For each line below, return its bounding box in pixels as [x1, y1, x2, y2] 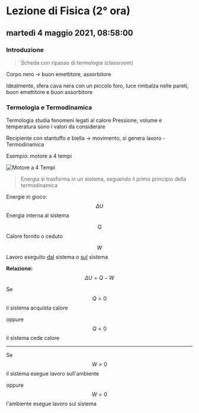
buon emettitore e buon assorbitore [6, 88, 93, 96]
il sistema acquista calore [6, 304, 68, 311]
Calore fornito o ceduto [6, 233, 63, 240]
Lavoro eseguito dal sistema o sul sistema [6, 254, 108, 261]
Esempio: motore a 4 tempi [6, 153, 72, 160]
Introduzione [6, 46, 44, 54]
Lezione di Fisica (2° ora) [6, 4, 130, 18]
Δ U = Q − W [85, 275, 114, 282]
